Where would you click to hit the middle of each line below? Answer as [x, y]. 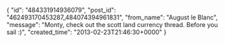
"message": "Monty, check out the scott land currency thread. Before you [112, 25]
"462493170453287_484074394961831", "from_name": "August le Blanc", [112, 17]
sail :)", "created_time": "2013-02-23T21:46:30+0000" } [86, 32]
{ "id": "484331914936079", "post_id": [61, 10]
